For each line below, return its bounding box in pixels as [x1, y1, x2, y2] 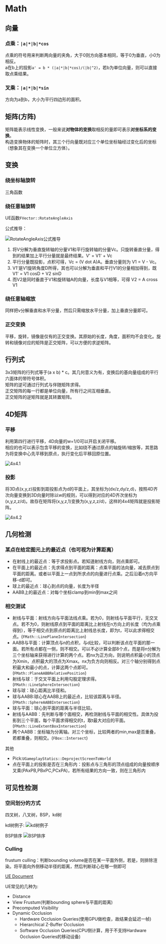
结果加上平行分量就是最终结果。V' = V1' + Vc [21, 252, 113, 258]
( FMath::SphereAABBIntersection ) [12, 699, 80, 705]
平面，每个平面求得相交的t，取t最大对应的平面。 [29, 717, 128, 723]
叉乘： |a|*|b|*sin [5, 84, 49, 91]
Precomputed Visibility [12, 905, 58, 911]
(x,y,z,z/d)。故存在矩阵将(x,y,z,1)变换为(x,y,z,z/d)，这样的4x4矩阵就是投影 [5, 498, 156, 504]
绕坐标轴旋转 [5, 177, 36, 184]
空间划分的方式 [5, 799, 41, 806]
